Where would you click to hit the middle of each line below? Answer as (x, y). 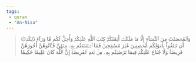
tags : (13, 11)
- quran (18, 17)
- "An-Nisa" (23, 22)
